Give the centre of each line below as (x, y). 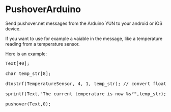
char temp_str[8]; (28, 73)
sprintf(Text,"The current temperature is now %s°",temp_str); (86, 94)
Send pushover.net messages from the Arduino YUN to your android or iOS (84, 23)
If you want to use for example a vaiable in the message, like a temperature (84, 39)
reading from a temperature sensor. (42, 44)
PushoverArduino (43, 9)
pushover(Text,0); (28, 104)
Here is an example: (26, 54)
